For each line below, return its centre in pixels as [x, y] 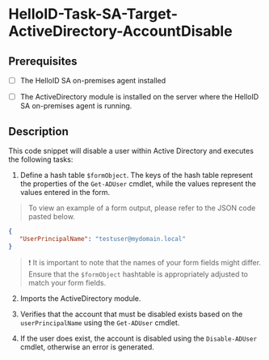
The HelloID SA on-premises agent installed [93, 80]
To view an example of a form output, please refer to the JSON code [142, 208]
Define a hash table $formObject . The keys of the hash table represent [136, 175]
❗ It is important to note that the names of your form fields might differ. [144, 262]
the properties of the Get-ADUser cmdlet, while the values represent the [138, 184]
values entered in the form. [65, 192]
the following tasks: [41, 159]
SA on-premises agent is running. [76, 106]
